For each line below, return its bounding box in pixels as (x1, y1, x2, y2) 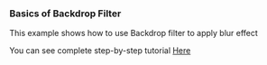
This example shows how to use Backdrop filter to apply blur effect (9, 28, 259, 39)
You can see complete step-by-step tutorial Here (9, 45, 191, 56)
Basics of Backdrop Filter (9, 7, 122, 20)
